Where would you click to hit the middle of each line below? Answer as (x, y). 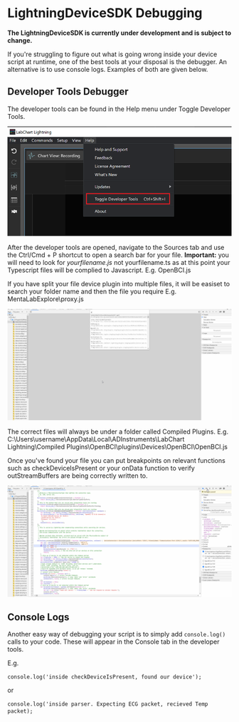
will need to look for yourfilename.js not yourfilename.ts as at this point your (119, 263)
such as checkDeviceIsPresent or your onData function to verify (101, 469)
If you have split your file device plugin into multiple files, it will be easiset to (118, 284)
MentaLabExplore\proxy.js (46, 299)
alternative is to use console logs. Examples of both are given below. (108, 69)
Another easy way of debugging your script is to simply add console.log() (117, 634)
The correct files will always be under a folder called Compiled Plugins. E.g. (118, 431)
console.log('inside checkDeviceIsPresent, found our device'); (105, 677)
